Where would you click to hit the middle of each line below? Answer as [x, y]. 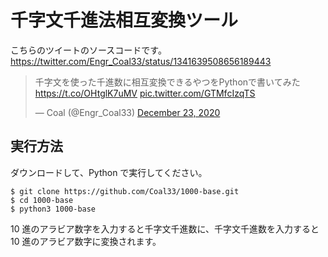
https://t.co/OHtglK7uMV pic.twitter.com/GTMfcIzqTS [145, 93]
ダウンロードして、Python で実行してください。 [109, 172]
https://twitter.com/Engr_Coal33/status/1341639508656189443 [141, 61]
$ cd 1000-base [42, 200]
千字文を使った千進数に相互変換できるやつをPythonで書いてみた [167, 82]
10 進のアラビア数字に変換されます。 [86, 241]
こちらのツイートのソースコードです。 [88, 50]
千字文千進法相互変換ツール [124, 20]
